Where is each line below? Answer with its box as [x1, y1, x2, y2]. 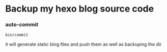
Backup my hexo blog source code [5, 3, 154, 15]
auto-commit [5, 21, 39, 28]
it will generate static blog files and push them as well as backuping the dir [5, 41, 162, 47]
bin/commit [5, 32, 29, 38]
